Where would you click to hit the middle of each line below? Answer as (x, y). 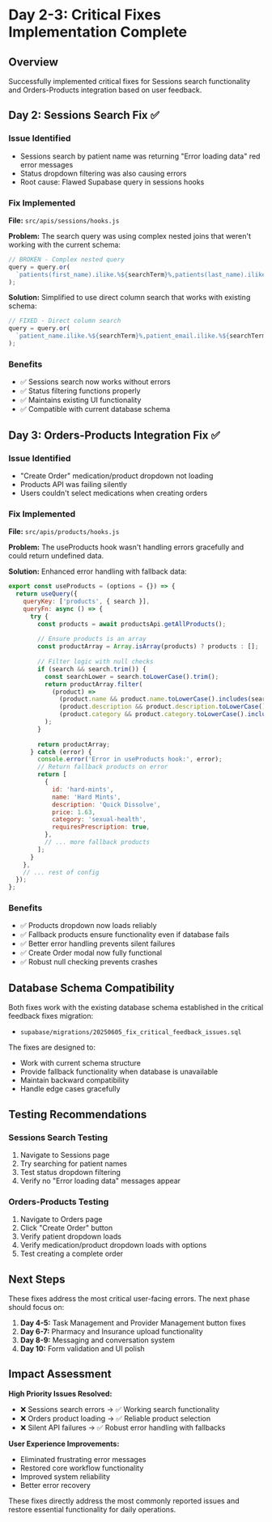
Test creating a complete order (72, 1254)
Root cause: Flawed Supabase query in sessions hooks (112, 182)
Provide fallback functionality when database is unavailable (119, 1072)
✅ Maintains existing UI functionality (81, 400)
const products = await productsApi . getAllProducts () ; (132, 624)
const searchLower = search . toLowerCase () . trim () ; (132, 676)
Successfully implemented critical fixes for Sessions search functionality (130, 81)
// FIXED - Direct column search (65, 321)
